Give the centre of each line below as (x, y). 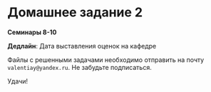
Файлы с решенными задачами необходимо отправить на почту (106, 60)
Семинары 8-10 (32, 32)
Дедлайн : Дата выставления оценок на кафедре (82, 46)
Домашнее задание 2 (75, 12)
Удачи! (18, 81)
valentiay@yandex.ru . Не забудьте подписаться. (79, 67)
